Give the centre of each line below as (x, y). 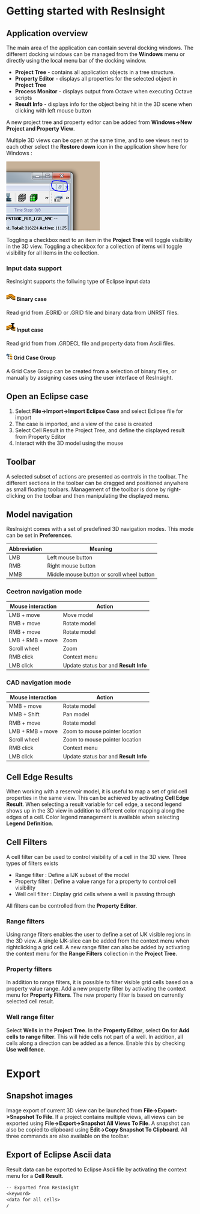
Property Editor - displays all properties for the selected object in (96, 79)
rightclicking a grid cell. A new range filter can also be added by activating (98, 947)
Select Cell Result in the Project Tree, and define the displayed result (100, 430)
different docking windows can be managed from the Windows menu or (95, 54)
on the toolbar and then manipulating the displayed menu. (98, 495)
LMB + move (24, 615)
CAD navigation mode (39, 683)
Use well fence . (26, 1049)
